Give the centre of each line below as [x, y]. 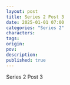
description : [22, 55]
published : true [26, 60]
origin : [16, 44]
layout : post [22, 11]
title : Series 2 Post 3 [35, 17]
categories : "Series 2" [35, 28]
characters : [21, 33]
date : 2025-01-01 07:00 [35, 22]
